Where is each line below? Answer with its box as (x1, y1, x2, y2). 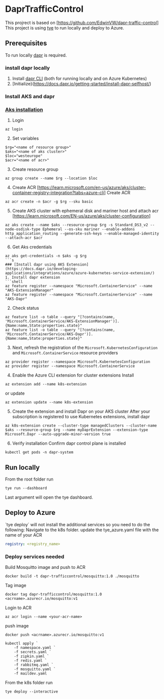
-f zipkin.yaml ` (14, 654, 50, 659)
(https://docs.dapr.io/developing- (5, 267, 78, 271)
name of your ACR (5, 532, 42, 538)
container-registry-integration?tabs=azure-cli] (12, 190, 106, 196)
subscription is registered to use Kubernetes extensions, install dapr (12, 414, 150, 420)
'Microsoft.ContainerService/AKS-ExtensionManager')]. (5, 319, 120, 324)
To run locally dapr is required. (5, 52, 67, 58)
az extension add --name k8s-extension (5, 382, 87, 387)
